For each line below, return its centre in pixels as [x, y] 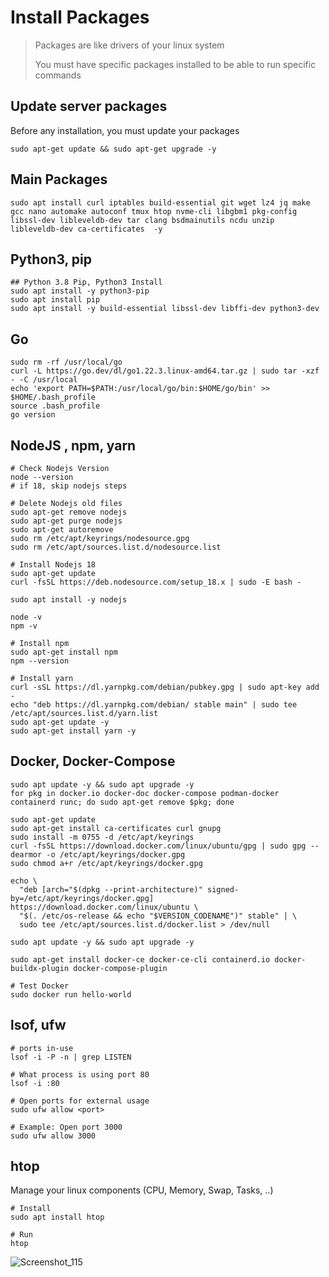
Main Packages [59, 179]
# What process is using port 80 [80, 1074]
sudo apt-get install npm [64, 652]
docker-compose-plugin [120, 968]
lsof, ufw [38, 1025]
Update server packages [89, 106]
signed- [223, 889]
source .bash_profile [55, 406]
